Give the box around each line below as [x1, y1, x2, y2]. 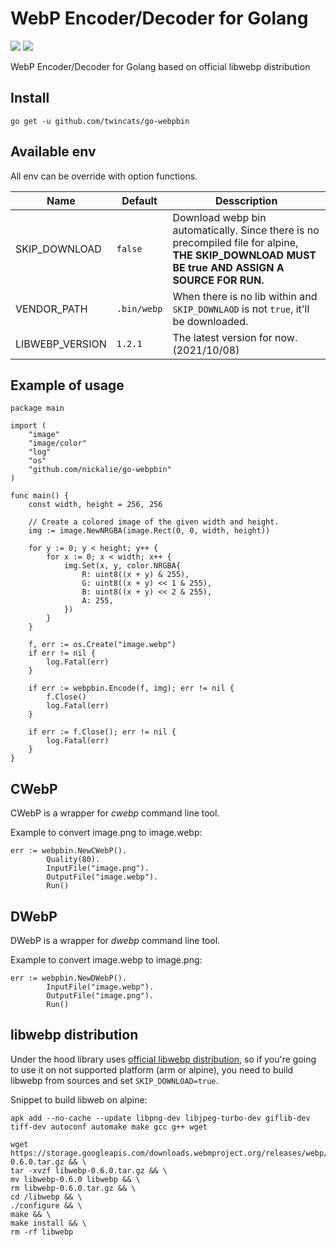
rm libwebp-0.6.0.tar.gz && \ [10, 1183, 137, 1193]
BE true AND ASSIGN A [172, 260, 285, 274]
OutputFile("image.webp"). [46, 872, 159, 882]
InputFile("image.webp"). [46, 982, 155, 992]
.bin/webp [116, 303, 163, 314]
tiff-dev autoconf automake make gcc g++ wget [10, 1122, 208, 1132]
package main [10, 403, 65, 414]
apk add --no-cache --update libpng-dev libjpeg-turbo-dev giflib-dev [10, 1113, 311, 1123]
